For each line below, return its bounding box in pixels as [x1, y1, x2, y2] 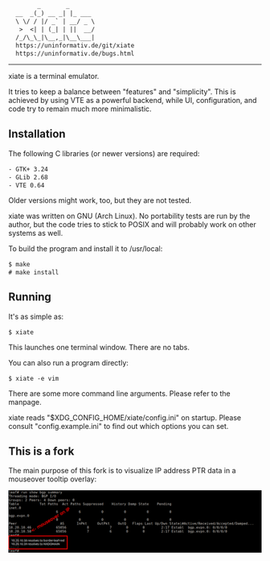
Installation [8, 127, 66, 141]
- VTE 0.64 [8, 181, 45, 189]
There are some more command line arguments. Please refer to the [8, 388, 231, 398]
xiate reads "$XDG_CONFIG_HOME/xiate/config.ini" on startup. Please [8, 412, 242, 423]
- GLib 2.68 [8, 173, 48, 181]
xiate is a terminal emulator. [8, 72, 100, 80]
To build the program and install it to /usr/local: [8, 243, 163, 254]
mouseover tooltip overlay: [8, 474, 97, 484]
